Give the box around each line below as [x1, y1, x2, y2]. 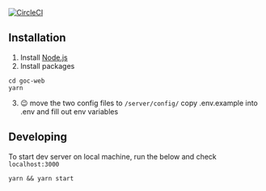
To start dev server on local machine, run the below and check [8, 151, 217, 161]
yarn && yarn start [8, 174, 74, 182]
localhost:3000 [8, 160, 60, 168]
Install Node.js [19, 53, 68, 62]
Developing [8, 130, 67, 144]
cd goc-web [8, 77, 45, 85]
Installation [8, 31, 66, 45]
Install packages [19, 61, 75, 70]
